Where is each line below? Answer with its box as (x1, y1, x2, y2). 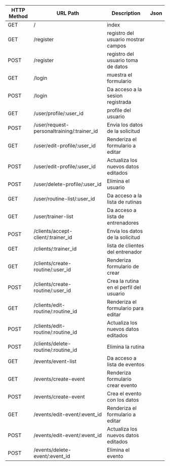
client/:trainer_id (33, 234, 72, 241)
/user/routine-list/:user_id (33, 195, 95, 202)
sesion (107, 92, 123, 99)
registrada (107, 99, 132, 105)
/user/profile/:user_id (33, 110, 83, 117)
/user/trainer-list (33, 213, 73, 220)
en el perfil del (107, 284, 141, 290)
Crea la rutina (107, 278, 139, 284)
